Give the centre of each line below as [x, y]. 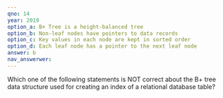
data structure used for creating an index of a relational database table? [111, 86]
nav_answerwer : [30, 59]
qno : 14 [19, 14]
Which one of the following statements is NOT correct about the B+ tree [112, 79]
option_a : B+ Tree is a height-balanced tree [75, 27]
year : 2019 [23, 20]
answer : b [22, 53]
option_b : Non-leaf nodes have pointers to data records [93, 33]
